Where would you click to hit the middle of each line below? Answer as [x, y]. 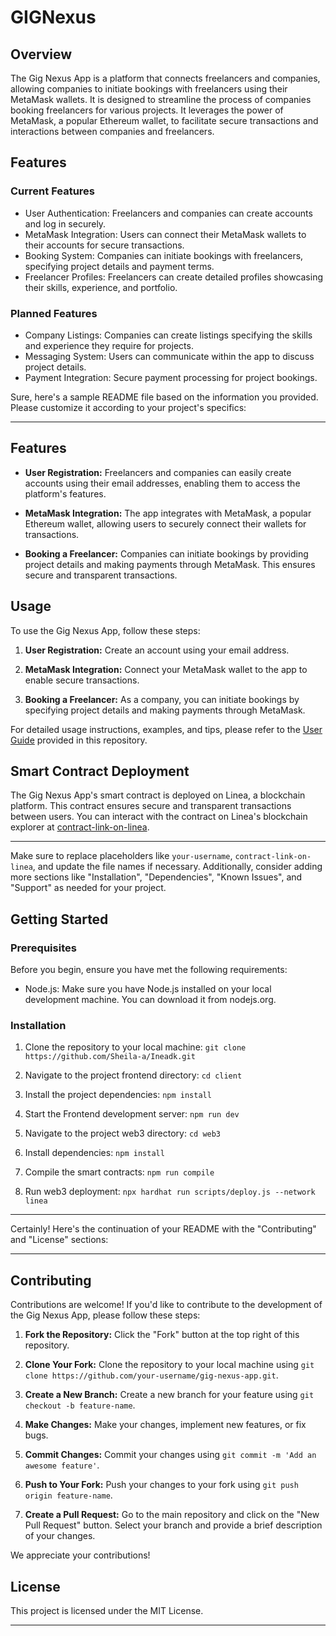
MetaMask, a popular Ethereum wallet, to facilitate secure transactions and [164, 120]
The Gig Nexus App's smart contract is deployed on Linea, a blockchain [158, 795]
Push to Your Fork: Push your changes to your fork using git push [161, 1485]
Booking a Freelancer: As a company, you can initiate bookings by [162, 699]
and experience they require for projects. [109, 345]
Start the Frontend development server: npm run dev [132, 1114]
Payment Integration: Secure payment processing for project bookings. [171, 377]
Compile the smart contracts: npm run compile [119, 1172]
